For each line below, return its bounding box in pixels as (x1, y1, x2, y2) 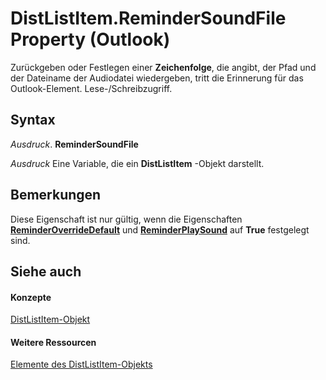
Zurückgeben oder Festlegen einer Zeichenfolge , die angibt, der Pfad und (10, 61, 317, 73)
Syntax (10, 112, 56, 129)
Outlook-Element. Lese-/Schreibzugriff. (10, 82, 173, 94)
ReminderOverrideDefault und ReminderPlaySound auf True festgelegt (10, 223, 310, 236)
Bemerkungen (10, 187, 102, 204)
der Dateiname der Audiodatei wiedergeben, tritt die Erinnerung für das (10, 72, 304, 84)
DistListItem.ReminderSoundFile (10, 7, 287, 30)
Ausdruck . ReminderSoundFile (10, 138, 139, 150)
